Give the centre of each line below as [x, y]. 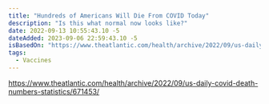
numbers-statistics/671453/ [54, 91]
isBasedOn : [26, 46]
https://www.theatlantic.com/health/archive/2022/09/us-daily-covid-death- [133, 83]
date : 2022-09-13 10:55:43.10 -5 [64, 30]
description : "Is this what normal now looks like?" [98, 23]
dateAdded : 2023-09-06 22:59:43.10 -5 [73, 38]
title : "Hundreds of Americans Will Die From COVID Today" [109, 16]
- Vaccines [34, 61]
